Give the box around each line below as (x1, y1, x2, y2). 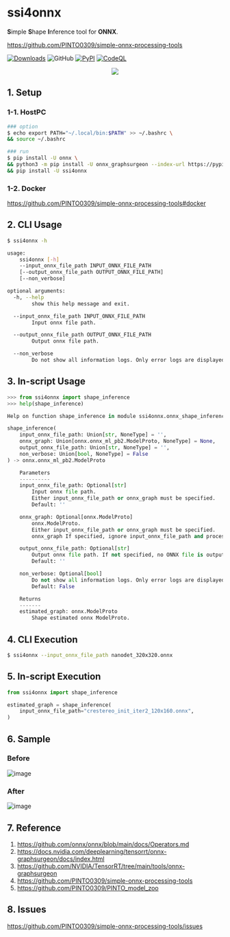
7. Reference (7, 822, 62, 833)
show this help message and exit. (31, 300, 130, 307)
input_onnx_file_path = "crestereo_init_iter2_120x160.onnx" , (19, 708, 194, 715)
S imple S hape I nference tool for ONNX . (7, 27, 118, 36)
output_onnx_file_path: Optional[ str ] (19, 545, 130, 552)
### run (7, 148, 29, 155)
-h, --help (13, 294, 44, 301)
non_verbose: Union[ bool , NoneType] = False (19, 450, 149, 457)
